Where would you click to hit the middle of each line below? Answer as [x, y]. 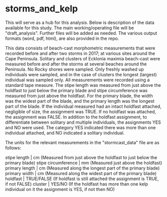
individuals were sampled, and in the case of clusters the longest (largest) [81, 74]
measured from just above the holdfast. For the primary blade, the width [79, 96]
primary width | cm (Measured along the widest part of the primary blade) [81, 173]
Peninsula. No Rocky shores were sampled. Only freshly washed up [75, 69]
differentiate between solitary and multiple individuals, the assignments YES [83, 122]
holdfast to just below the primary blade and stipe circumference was [77, 90]
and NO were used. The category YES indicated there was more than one [81, 127]
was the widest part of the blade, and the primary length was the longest [80, 101]
